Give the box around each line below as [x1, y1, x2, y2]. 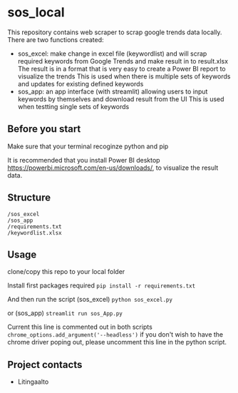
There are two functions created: [7, 35, 105, 44]
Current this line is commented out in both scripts [7, 322, 153, 332]
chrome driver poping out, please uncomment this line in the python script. [7, 338, 227, 347]
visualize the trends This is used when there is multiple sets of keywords [17, 72, 231, 81]
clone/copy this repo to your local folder [7, 267, 125, 276]
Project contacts [7, 358, 83, 371]
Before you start [7, 123, 81, 136]
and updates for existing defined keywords [17, 79, 144, 88]
